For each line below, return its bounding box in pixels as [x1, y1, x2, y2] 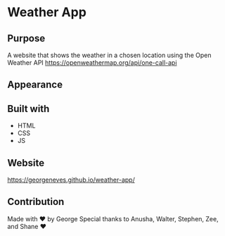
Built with [7, 103, 50, 115]
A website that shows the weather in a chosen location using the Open [7, 51, 212, 59]
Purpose [7, 32, 46, 44]
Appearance [7, 79, 63, 91]
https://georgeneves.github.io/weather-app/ [7, 175, 135, 184]
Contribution [7, 196, 65, 208]
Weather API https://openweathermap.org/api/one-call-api [7, 58, 177, 67]
